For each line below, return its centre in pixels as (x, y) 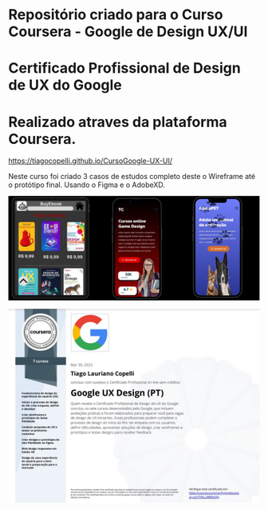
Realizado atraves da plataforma (118, 122)
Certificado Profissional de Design (124, 68)
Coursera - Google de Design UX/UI (128, 32)
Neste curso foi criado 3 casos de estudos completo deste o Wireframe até (132, 177)
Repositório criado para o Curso (116, 15)
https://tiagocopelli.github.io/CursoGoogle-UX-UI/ (91, 161)
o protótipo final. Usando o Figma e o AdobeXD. (87, 185)
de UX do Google (65, 85)
